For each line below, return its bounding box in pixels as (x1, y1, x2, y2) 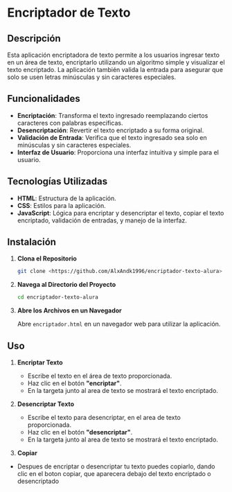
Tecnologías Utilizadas (7, 175, 108, 188)
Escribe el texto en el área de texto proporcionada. (27, 372, 172, 380)
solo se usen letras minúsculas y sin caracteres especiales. (7, 73, 177, 81)
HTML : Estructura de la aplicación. (17, 194, 116, 202)
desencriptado (17, 477, 60, 485)
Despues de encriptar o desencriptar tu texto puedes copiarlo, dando (17, 462, 215, 471)
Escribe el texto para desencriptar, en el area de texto (27, 414, 181, 421)
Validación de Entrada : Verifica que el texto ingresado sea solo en (17, 133, 208, 141)
